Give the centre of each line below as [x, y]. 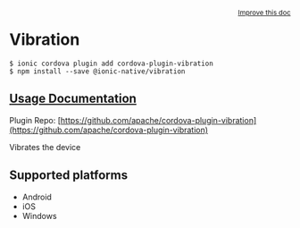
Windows [39, 215]
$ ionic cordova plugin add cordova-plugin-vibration [112, 63]
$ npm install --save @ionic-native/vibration [97, 71]
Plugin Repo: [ [35, 120]
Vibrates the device [45, 147]
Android [37, 197]
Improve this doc [264, 13]
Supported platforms [68, 176]
